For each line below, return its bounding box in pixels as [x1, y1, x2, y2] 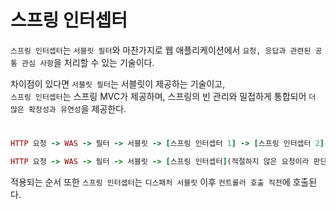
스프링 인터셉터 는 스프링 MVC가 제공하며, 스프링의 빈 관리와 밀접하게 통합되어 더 [10, 90, 317, 102]
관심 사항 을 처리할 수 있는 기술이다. [21, 56, 155, 68]
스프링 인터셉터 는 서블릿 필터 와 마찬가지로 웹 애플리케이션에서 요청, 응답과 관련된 [10, 44, 312, 56]
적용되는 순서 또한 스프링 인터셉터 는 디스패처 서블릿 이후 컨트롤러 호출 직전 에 [10, 176, 291, 188]
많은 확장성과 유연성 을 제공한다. [10, 102, 127, 115]
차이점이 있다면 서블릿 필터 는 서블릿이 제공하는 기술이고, [10, 77, 226, 90]
